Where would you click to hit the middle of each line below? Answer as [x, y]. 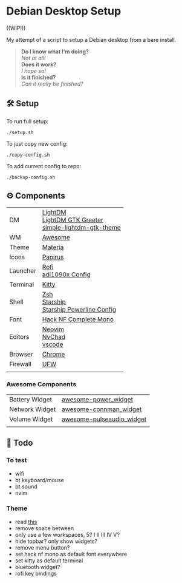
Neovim [53, 329]
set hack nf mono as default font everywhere [71, 554]
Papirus [53, 257]
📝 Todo [20, 443]
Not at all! [33, 58]
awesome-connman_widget [102, 409]
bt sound [26, 486]
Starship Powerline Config [79, 309]
